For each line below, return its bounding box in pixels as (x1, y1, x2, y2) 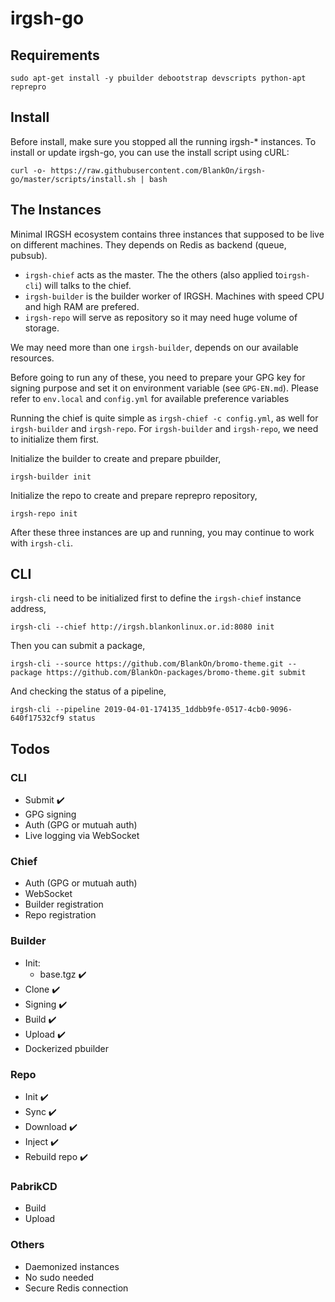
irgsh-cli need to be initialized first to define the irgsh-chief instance (10, 592, 302, 604)
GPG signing (24, 808, 77, 821)
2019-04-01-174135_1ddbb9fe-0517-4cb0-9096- (104, 705, 293, 715)
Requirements (10, 47, 100, 64)
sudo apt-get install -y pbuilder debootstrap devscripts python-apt (10, 73, 307, 83)
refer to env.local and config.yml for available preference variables (10, 392, 290, 404)
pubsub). (10, 249, 48, 261)
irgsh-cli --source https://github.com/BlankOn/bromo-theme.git (10, 659, 284, 669)
